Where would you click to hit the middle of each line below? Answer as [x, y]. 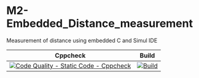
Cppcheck [70, 55]
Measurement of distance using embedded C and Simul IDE [82, 40]
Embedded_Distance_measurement [100, 23]
